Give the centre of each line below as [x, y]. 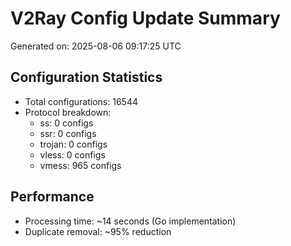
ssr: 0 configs [68, 133]
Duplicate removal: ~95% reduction [98, 231]
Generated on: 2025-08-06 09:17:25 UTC [96, 46]
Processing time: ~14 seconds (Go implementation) [130, 221]
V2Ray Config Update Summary [145, 18]
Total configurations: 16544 [81, 101]
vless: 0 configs [72, 154]
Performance [52, 197]
